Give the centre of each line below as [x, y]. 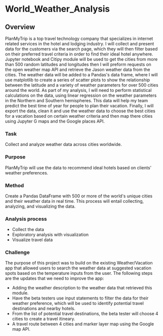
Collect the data [28, 230]
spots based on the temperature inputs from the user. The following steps [79, 273]
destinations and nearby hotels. [44, 309]
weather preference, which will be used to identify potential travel [78, 303]
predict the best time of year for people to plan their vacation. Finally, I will [80, 106]
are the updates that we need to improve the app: [54, 279]
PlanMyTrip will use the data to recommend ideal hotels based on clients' [78, 168]
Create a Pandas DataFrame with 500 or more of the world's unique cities [79, 196]
